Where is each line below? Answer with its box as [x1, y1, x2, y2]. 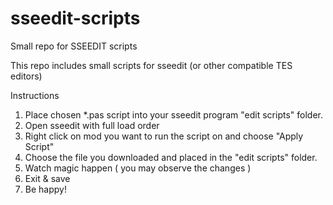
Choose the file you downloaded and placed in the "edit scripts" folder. [24, 151, 318, 163]
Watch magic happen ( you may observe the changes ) [24, 162, 252, 174]
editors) [10, 70, 43, 82]
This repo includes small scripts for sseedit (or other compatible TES [10, 59, 293, 71]
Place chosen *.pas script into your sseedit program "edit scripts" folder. [24, 108, 323, 121]
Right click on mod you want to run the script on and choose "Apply [24, 130, 304, 142]
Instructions [10, 89, 60, 101]
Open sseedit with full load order [24, 119, 160, 131]
